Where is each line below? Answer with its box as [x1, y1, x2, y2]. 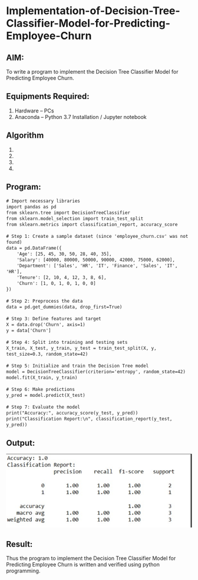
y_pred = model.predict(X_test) [6, 393, 85, 399]
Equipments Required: [6, 91, 90, 101]
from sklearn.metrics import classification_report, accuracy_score [6, 222, 178, 228]
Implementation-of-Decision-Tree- [6, 4, 181, 18]
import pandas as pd [6, 204, 57, 210]
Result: [6, 539, 33, 549]
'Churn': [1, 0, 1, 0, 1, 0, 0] [16, 281, 96, 287]
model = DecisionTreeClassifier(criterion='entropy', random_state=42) [6, 369, 186, 375]
